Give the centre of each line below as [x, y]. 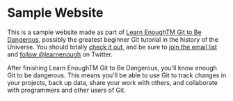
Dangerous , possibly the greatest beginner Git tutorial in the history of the [113, 39]
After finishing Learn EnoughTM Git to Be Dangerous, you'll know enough [112, 68]
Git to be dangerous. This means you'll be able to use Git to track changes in [117, 75]
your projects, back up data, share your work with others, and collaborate [112, 82]
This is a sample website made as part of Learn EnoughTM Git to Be [104, 32]
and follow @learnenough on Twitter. [60, 54]
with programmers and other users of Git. [67, 90]
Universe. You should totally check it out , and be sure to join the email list [112, 47]
